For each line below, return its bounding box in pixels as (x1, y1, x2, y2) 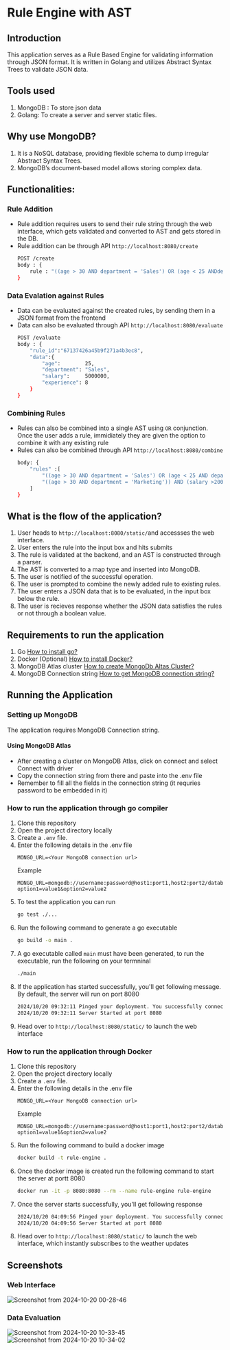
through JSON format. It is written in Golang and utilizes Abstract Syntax (7, 58, 212, 66)
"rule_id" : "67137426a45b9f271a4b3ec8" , (30, 347, 144, 354)
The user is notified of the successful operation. (16, 573, 153, 581)
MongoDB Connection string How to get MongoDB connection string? (16, 670, 215, 678)
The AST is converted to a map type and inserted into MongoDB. (16, 565, 200, 573)
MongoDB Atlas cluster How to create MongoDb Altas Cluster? (16, 662, 194, 671)
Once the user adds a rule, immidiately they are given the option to (16, 431, 206, 440)
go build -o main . (16, 937, 73, 944)
